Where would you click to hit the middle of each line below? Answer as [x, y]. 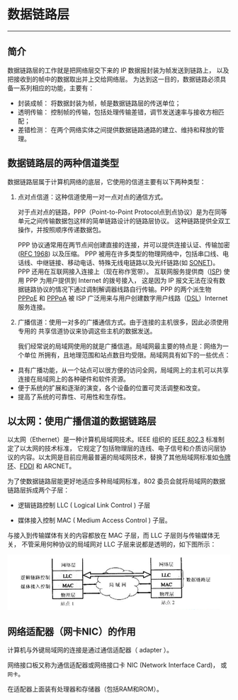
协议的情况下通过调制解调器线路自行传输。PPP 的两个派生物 [124, 289]
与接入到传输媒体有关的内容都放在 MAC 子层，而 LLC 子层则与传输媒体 [110, 535]
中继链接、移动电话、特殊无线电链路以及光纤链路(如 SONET [124, 262]
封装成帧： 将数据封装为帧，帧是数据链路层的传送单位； [99, 103]
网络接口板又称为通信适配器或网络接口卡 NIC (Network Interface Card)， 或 [117, 665]
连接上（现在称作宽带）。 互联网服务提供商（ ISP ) [152, 271]
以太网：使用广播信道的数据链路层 [82, 421]
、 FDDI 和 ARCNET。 [45, 466]
